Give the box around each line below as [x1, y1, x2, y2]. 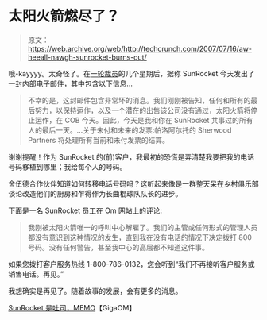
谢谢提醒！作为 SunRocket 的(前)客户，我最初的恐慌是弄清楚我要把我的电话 [8, 152, 254, 161]
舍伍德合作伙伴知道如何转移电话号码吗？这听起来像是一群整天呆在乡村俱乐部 [8, 179, 259, 188]
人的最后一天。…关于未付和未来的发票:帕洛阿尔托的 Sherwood [27, 125, 232, 135]
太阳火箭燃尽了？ [8, 7, 121, 25]
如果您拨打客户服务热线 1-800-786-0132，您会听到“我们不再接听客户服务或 [8, 259, 255, 268]
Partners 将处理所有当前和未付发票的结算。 [27, 135, 169, 145]
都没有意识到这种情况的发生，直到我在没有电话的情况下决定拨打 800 [27, 232, 253, 242]
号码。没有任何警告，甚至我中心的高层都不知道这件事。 [27, 242, 209, 252]
